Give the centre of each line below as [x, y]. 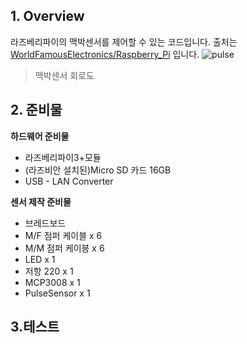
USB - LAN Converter [69, 181]
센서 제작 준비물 [41, 201]
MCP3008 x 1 [52, 282]
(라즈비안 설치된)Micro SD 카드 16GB [98, 170]
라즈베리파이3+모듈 [63, 157]
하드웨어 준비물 [40, 136]
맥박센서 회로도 [64, 75]
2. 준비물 [36, 110]
